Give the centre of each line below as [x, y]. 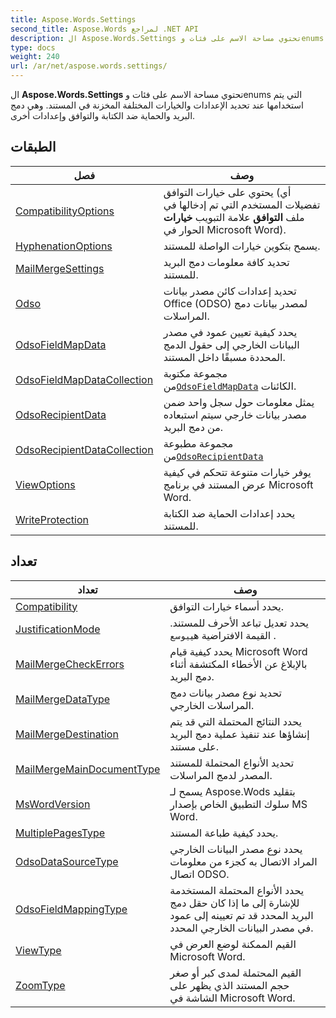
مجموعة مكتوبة [195, 373]
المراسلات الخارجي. [212, 705]
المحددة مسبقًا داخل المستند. [224, 357]
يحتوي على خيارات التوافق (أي [227, 192]
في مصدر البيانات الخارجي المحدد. [241, 928]
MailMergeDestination [67, 734]
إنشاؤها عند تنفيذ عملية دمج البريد [239, 734]
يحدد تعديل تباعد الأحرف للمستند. [239, 623]
